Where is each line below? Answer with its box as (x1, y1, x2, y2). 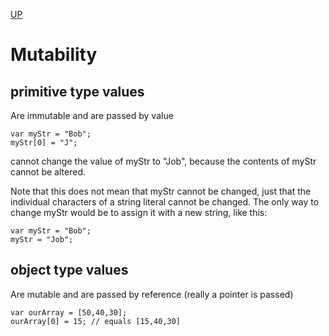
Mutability (10, 44, 98, 66)
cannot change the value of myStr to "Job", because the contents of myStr (10, 155, 317, 167)
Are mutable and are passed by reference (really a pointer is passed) (10, 288, 294, 300)
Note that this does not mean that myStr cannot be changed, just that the (10, 185, 312, 197)
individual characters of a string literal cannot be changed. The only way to (10, 196, 320, 208)
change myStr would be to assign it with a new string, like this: (10, 207, 268, 218)
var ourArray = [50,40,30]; (10, 307, 128, 318)
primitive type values (10, 83, 145, 100)
